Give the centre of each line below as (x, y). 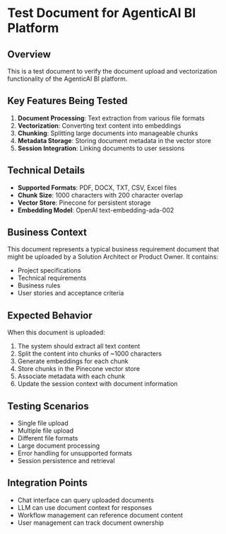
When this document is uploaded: (56, 333)
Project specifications (49, 271)
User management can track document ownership (91, 523)
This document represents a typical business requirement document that (113, 249)
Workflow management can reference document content (100, 515)
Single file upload (43, 424)
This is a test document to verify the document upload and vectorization (112, 71)
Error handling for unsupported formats (75, 453)
